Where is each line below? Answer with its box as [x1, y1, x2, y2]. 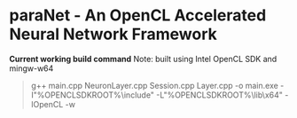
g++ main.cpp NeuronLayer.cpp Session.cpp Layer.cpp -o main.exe [30, 80, 279, 90]
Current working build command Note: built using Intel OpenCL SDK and [9, 53, 277, 64]
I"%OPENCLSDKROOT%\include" [30, 90, 155, 100]
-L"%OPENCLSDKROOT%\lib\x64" [156, 90, 284, 100]
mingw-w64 [9, 63, 54, 74]
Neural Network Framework [9, 24, 217, 44]
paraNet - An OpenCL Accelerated [9, 5, 267, 26]
